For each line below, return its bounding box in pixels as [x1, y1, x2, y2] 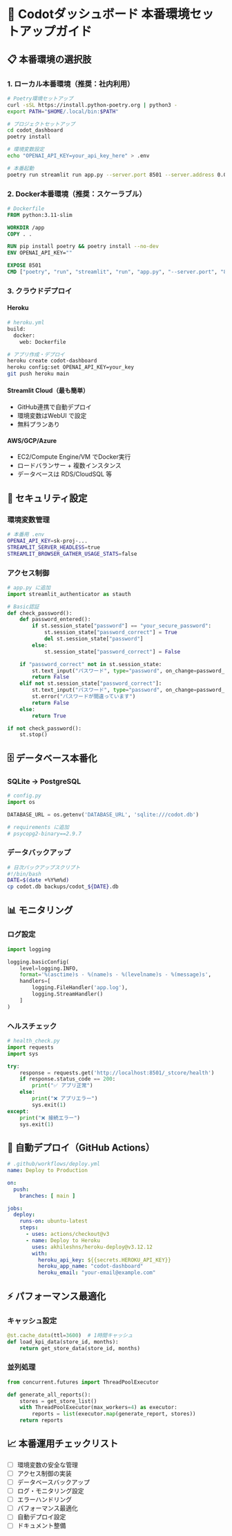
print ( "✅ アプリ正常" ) [32, 1082, 93, 1089]
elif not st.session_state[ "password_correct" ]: [19, 680, 162, 687]
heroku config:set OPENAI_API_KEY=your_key [7, 364, 135, 371]
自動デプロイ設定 [17, 1512, 66, 1521]
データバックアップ [7, 848, 71, 857]
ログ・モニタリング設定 [17, 1487, 84, 1495]
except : [7, 1108, 30, 1115]
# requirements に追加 [7, 823, 70, 830]
